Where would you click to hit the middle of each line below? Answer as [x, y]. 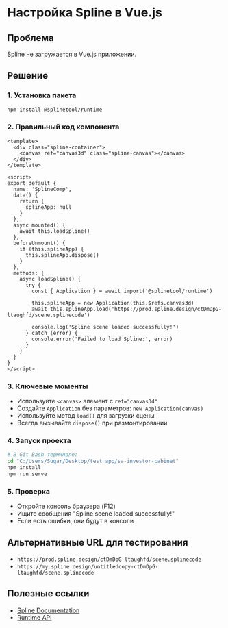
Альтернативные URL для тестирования [98, 542]
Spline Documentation [48, 610]
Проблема [31, 38]
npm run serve [27, 474]
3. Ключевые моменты [48, 386]
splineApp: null [48, 207]
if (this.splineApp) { [52, 249]
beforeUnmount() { [40, 243]
